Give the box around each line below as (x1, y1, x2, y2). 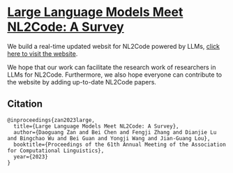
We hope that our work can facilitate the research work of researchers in (7, 63, 216, 71)
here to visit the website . (7, 50, 78, 58)
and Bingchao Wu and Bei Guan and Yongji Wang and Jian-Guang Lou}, (7, 135, 211, 142)
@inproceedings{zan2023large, (7, 116, 96, 123)
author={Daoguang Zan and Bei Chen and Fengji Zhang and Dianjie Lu (13, 128, 217, 136)
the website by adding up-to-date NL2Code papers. (7, 77, 157, 86)
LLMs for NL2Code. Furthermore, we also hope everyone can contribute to (7, 70, 223, 79)
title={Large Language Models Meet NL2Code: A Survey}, (13, 123, 179, 130)
